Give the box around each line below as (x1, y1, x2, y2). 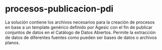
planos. (5, 39, 20, 45)
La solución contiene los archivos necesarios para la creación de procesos (5, 19, 155, 25)
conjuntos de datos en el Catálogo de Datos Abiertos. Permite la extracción (5, 29, 156, 35)
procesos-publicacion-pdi (5, 3, 113, 14)
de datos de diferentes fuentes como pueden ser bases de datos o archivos (5, 35, 157, 40)
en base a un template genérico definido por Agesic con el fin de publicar (5, 24, 153, 30)
